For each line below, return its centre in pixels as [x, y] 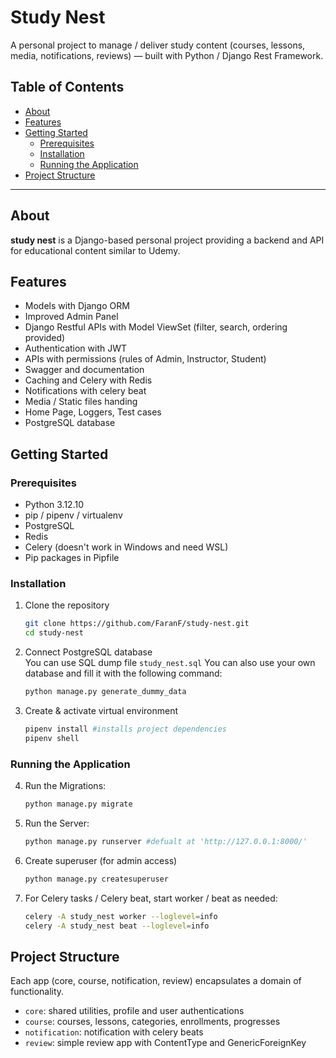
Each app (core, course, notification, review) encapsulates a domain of [156, 981]
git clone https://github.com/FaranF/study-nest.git [137, 624]
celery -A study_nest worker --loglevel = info [121, 916]
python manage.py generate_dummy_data [105, 692]
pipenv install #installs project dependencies [125, 729]
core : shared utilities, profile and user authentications [134, 1011]
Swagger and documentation [84, 370]
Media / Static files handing [81, 402]
